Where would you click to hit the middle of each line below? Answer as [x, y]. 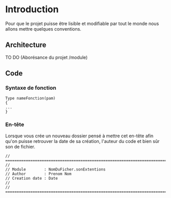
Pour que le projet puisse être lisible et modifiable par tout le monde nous [82, 23]
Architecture [26, 45]
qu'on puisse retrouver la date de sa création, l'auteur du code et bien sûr [82, 141]
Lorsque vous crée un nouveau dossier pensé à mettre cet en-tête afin [79, 136]
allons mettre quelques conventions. [43, 29]
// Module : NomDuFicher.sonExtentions [55, 169]
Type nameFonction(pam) [31, 98]
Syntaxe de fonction [31, 88]
